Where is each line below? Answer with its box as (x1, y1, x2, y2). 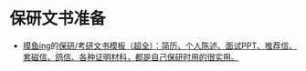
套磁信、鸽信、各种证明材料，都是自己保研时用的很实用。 (22, 51, 239, 62)
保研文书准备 (9, 8, 107, 29)
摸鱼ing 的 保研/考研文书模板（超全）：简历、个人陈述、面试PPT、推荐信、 (22, 40, 298, 51)
